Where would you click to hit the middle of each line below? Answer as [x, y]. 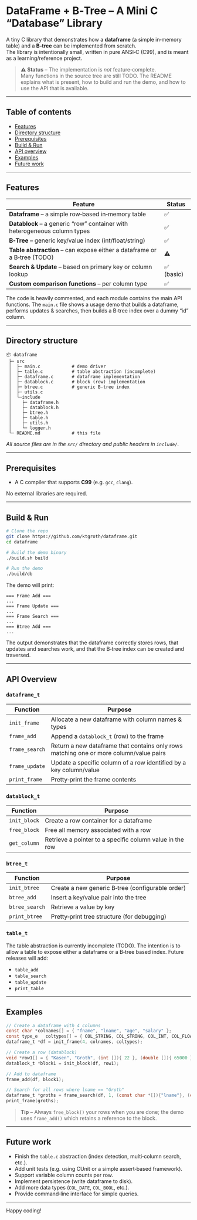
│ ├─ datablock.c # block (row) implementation [77, 382]
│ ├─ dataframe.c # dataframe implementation [74, 377]
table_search [30, 976]
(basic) [174, 274]
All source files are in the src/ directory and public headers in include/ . [93, 444]
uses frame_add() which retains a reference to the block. [89, 1119]
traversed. [18, 655]
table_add [27, 970]
